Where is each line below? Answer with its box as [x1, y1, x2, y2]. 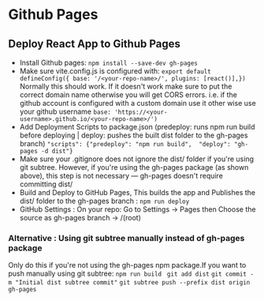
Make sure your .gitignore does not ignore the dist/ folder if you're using [19, 154, 255, 164]
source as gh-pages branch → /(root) [19, 213, 142, 222]
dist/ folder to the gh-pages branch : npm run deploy [19, 196, 190, 205]
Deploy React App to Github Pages [8, 37, 181, 51]
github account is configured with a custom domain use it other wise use [19, 99, 256, 107]
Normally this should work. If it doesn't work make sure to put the [19, 81, 232, 91]
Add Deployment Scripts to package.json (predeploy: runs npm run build [19, 122, 255, 131]
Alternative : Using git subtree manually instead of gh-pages [8, 232, 245, 243]
